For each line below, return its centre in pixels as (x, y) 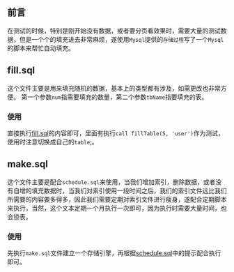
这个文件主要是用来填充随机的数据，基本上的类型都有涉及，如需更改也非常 (114, 88)
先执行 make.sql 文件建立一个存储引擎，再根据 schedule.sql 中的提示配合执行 (114, 253)
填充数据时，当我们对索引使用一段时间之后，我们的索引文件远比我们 (129, 190)
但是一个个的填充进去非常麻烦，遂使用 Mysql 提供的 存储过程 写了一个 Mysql (122, 39)
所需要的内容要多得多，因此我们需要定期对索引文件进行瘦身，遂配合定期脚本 (117, 199)
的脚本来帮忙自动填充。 (41, 48)
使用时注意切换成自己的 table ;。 (53, 142)
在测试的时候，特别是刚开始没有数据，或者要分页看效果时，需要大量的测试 (114, 31)
